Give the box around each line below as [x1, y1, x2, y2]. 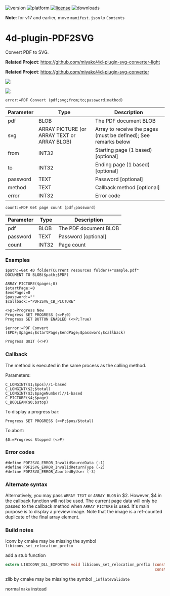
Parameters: [5, 372, 31, 378]
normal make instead [5, 586, 47, 592]
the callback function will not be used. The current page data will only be [5, 498, 157, 504]
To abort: [5, 427, 24, 433]
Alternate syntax [5, 481, 48, 488]
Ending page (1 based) [95, 161, 150, 168]
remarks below [95, 138, 131, 145]
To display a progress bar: [5, 408, 60, 414]
